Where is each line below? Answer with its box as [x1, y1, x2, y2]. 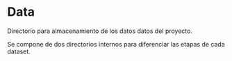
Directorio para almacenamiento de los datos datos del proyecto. [7, 27, 193, 35]
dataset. [7, 47, 31, 56]
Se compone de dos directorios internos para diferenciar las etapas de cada [7, 40, 226, 48]
